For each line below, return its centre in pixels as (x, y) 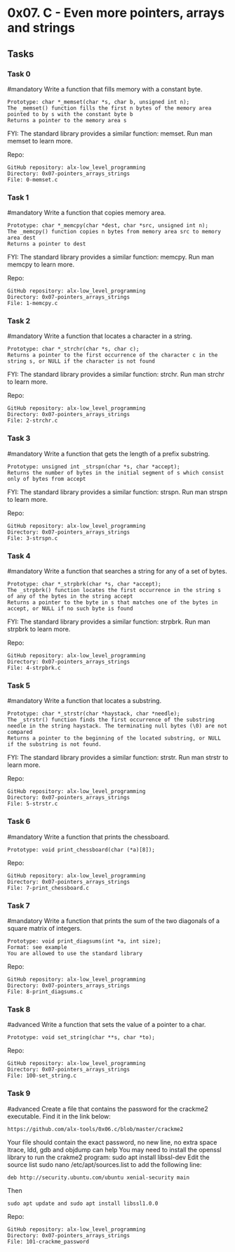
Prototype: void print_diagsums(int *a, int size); (84, 941)
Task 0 (19, 74)
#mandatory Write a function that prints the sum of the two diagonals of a (113, 921)
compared (20, 733)
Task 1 (18, 197)
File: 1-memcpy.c (33, 304)
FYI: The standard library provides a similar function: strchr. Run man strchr (116, 375)
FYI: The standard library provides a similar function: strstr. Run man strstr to (118, 758)
